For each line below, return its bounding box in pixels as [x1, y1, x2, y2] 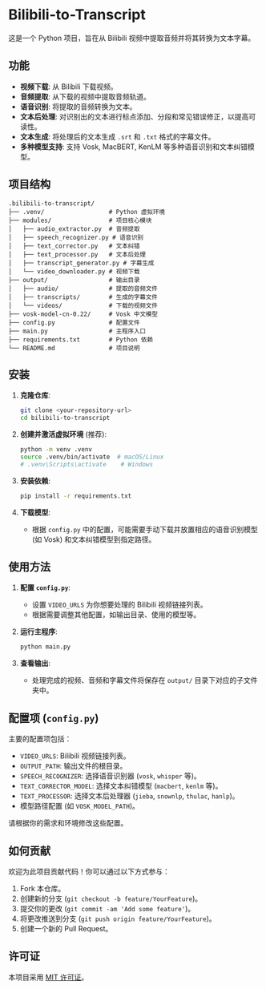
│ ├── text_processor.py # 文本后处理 [8, 250, 147, 258]
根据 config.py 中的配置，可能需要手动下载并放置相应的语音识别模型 [31, 524, 258, 534]
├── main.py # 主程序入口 [8, 327, 147, 335]
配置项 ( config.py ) [8, 711, 99, 725]
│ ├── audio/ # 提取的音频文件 [8, 285, 158, 293]
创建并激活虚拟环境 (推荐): [19, 430, 107, 439]
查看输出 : [19, 659, 50, 668]
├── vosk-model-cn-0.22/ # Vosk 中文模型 [8, 310, 159, 318]
